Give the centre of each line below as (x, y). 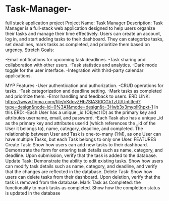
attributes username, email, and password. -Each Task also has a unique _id (84, 117)
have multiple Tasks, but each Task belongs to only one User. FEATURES (81, 139)
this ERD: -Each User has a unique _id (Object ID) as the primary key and (81, 112)
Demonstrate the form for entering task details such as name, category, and (84, 150)
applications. (18, 75)
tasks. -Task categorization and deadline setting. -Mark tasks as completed (83, 91)
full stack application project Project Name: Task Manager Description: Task (84, 23)
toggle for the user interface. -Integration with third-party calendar (74, 70)
